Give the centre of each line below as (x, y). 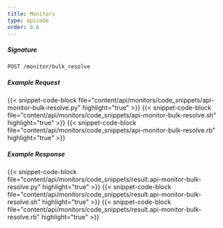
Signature (22, 50)
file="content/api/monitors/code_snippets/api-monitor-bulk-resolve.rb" (111, 130)
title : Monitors (31, 14)
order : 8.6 (23, 27)
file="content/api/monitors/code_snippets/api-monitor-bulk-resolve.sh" (112, 115)
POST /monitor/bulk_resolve (49, 67)
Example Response (36, 154)
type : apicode (28, 21)
